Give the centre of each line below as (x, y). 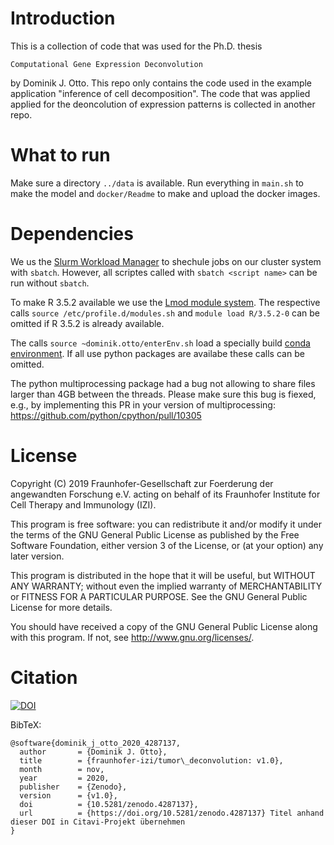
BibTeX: (26, 724)
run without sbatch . (50, 283)
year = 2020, (64, 778)
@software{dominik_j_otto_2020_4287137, (96, 743)
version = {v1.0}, (68, 795)
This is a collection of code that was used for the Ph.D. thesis (136, 46)
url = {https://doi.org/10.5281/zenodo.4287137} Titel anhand (172, 813)
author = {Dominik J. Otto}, (93, 752)
